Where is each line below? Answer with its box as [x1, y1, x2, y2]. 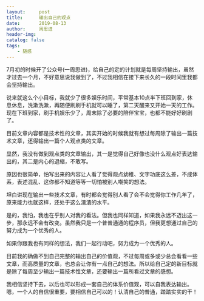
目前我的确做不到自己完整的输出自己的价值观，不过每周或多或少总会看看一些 [6, 252, 198, 260]
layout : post [6, 8, 50, 15]
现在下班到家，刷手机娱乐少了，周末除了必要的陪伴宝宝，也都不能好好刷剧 [6, 109, 192, 116]
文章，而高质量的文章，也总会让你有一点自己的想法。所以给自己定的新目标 [6, 260, 192, 267]
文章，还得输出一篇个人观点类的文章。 [11, 137, 107, 144]
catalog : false [6, 37, 45, 43]
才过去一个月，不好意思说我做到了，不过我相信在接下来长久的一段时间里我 [6, 73, 192, 81]
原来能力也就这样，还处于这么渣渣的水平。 [6, 198, 113, 206]
